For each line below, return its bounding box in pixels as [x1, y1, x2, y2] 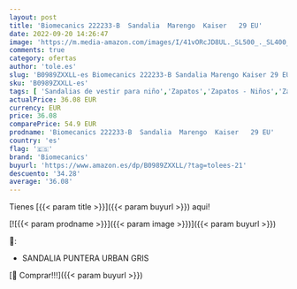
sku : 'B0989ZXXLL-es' [9, 79, 89, 87]
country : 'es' [9, 136, 62, 145]
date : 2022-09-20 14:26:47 [9, 29, 109, 38]
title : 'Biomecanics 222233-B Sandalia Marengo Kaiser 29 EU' [9, 21, 263, 30]
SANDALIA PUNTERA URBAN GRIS [21, 253, 149, 263]
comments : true [9, 46, 65, 55]
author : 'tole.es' [9, 63, 77, 72]
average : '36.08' [9, 178, 73, 186]
